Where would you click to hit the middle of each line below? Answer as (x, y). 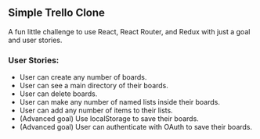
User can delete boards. (58, 94)
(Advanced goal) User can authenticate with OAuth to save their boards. (136, 127)
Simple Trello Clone (57, 13)
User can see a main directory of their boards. (94, 86)
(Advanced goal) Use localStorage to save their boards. (109, 119)
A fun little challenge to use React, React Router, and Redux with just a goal (129, 31)
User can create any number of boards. (83, 77)
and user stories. (35, 40)
